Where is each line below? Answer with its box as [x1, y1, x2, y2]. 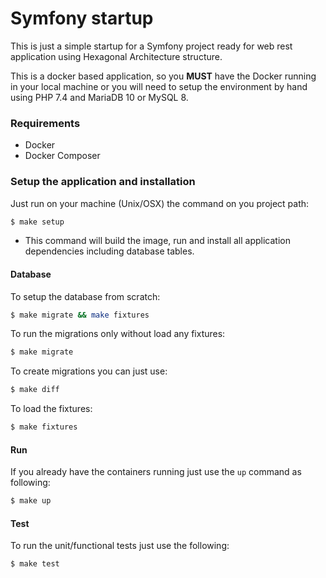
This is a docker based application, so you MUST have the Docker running [10, 70, 317, 82]
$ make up [10, 496, 52, 506]
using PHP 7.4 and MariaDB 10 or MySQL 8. [10, 91, 189, 103]
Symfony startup [10, 7, 154, 30]
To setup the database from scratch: [10, 290, 161, 302]
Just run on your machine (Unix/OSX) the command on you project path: [10, 197, 310, 209]
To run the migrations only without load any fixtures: [10, 328, 226, 340]
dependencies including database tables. [24, 245, 195, 257]
